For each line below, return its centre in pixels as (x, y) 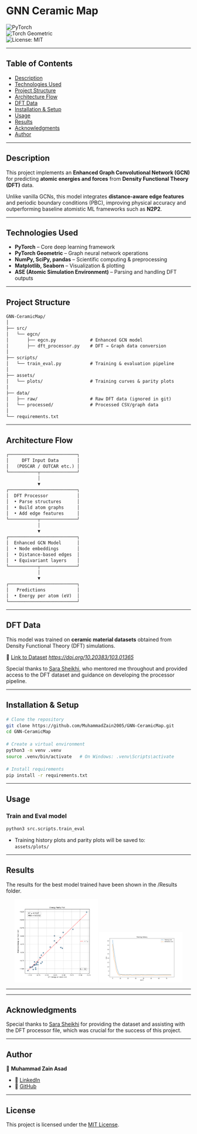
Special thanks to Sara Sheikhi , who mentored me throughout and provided (97, 668)
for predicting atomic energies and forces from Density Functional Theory (97, 178)
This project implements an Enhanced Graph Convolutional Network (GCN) (98, 173)
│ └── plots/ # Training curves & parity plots (90, 382)
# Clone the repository (35, 719)
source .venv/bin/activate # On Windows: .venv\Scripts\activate (90, 757)
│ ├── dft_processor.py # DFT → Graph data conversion (86, 346)
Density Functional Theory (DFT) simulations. (61, 645)
